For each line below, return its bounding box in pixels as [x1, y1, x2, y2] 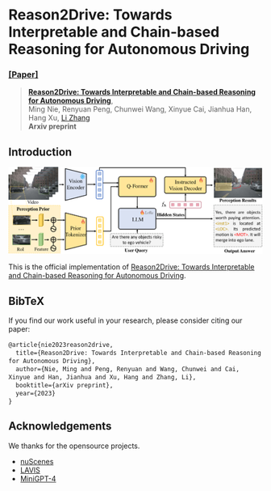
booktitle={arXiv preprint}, [15, 382, 114, 390]
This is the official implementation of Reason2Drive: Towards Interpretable [8, 262, 256, 272]
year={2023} [15, 390, 56, 398]
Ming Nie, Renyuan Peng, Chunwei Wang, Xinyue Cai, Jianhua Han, [27, 104, 252, 114]
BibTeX [8, 294, 44, 308]
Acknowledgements [8, 419, 112, 434]
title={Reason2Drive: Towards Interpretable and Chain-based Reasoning [15, 349, 262, 358]
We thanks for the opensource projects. [8, 441, 140, 451]
